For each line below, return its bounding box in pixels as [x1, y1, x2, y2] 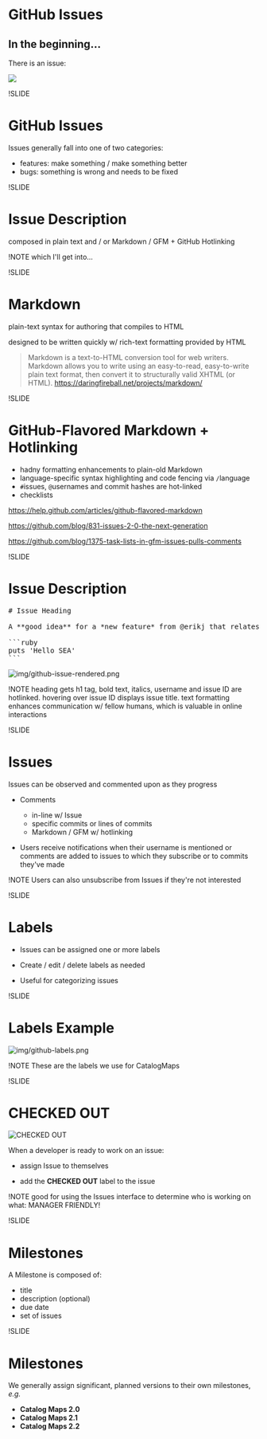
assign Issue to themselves [19, 1161, 109, 1170]
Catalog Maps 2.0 [19, 1405, 80, 1414]
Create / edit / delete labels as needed [19, 960, 145, 970]
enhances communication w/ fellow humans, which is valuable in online [8, 701, 242, 711]
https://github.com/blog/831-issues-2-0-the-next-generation [8, 520, 208, 531]
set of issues [19, 1311, 62, 1320]
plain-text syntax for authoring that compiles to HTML [8, 321, 184, 331]
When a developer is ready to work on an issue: [8, 1146, 164, 1155]
